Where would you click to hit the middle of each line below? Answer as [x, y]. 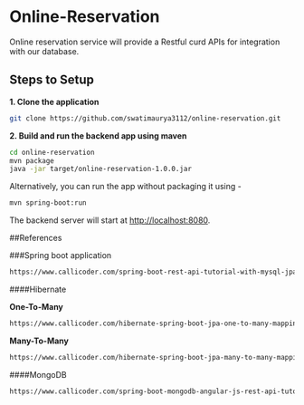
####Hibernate [38, 289]
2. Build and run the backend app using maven [98, 135]
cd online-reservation [52, 152]
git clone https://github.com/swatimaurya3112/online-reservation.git [145, 118]
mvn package [32, 160]
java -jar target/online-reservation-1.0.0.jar [101, 169]
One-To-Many [36, 307]
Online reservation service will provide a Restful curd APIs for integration [145, 42]
